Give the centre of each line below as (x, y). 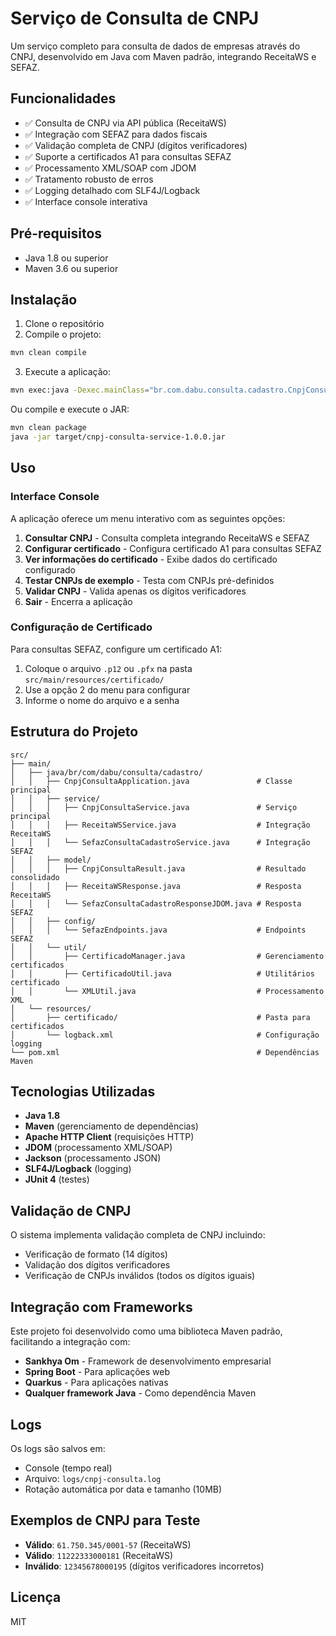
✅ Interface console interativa (86, 201)
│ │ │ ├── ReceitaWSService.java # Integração (160, 825)
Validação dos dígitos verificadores (97, 1265)
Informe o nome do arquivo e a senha (102, 700)
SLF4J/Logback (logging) (78, 1169)
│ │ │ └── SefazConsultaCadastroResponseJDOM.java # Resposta (156, 903)
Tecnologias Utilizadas (83, 1092)
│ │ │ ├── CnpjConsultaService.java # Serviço (154, 807)
